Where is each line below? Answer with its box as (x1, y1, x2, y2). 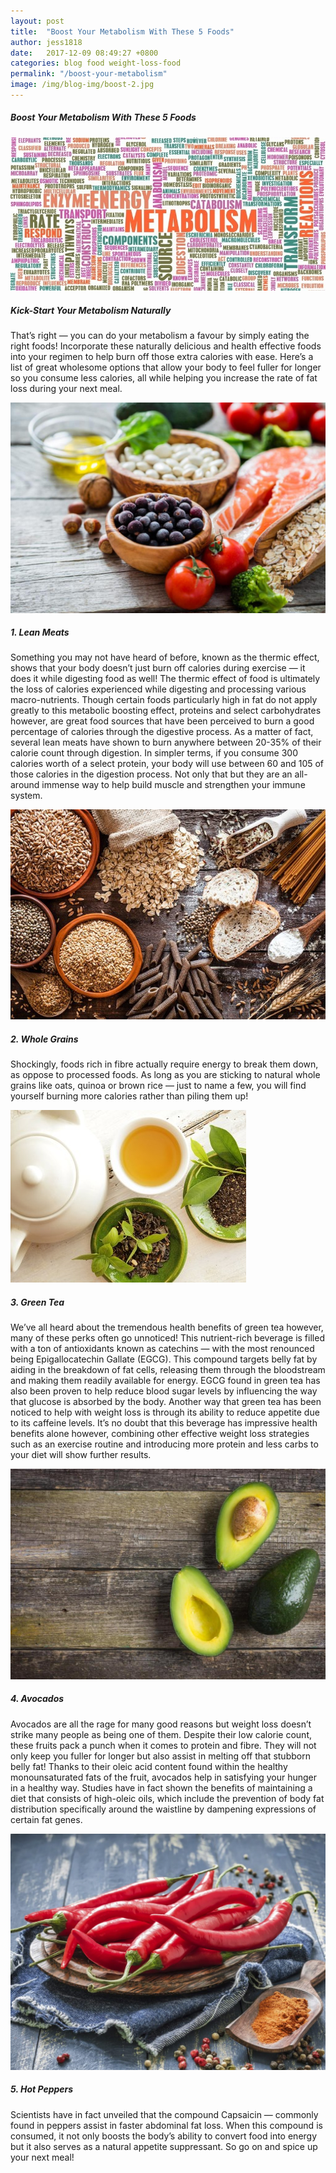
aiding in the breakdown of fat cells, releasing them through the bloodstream (10, 1364, 326, 1376)
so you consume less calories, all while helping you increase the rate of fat (10, 372, 318, 384)
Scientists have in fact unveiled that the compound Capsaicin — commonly (10, 2108, 319, 2120)
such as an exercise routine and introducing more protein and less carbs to (10, 1438, 319, 1450)
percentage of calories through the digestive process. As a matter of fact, (10, 726, 314, 738)
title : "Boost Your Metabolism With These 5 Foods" (10, 26, 235, 37)
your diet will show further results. (10, 1449, 152, 1461)
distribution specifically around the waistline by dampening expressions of (10, 1803, 317, 1815)
